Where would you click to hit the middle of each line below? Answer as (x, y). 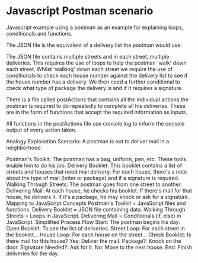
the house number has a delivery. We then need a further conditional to (93, 82)
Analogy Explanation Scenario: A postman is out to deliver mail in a (88, 141)
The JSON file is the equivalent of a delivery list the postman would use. (94, 45)
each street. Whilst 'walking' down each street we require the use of (90, 69)
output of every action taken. (41, 130)
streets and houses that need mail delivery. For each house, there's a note (97, 171)
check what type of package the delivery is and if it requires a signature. (95, 88)
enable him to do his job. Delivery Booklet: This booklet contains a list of (94, 165)
